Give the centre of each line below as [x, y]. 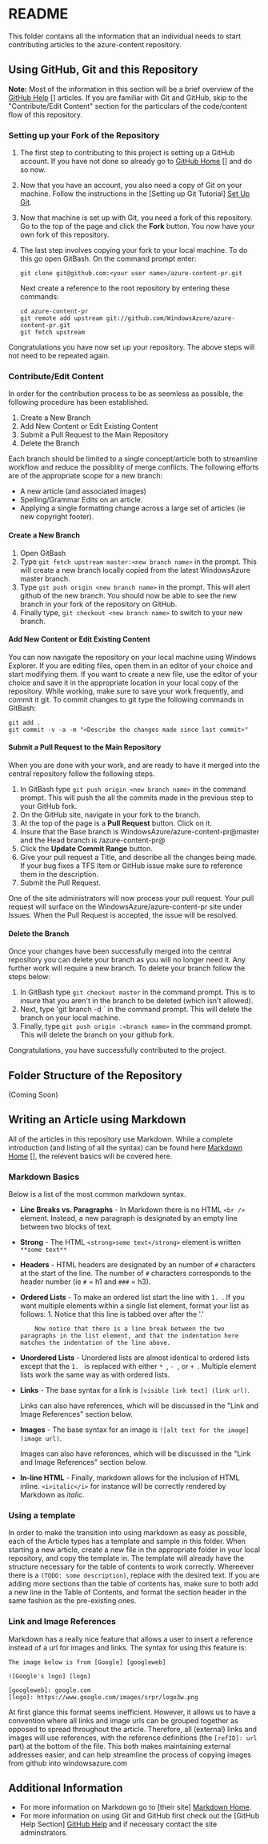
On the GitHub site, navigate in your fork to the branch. [110, 814]
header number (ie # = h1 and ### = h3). [85, 1282]
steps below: [29, 977]
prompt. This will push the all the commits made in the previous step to [136, 798]
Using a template [42, 1515]
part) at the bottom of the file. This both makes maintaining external [120, 1746]
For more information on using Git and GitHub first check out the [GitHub [140, 1816]
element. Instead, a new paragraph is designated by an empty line [129, 1218]
